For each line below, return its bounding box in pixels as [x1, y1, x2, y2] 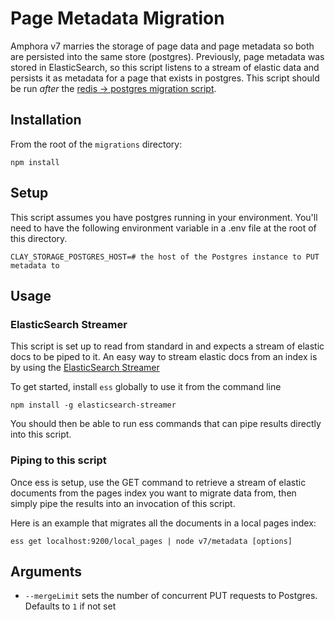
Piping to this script [10, 453, 107, 467]
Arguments [10, 563, 83, 580]
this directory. [10, 232, 68, 244]
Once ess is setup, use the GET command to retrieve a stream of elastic [10, 476, 307, 488]
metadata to [10, 260, 60, 271]
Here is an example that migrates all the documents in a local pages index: [10, 517, 317, 529]
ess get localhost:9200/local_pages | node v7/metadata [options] [10, 536, 293, 546]
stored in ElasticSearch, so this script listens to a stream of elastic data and [10, 61, 320, 73]
